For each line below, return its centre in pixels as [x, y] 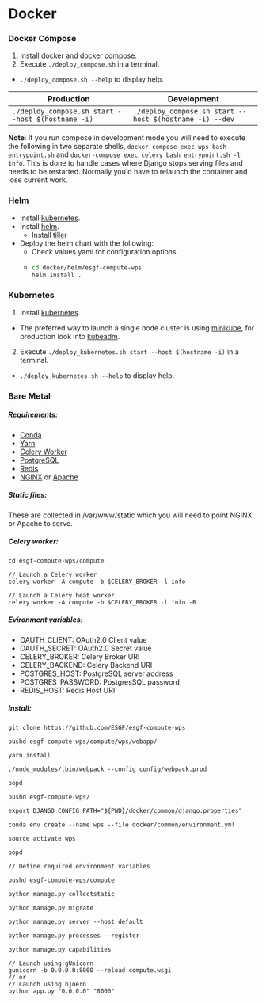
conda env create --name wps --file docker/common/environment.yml [122, 825]
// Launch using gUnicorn [51, 963]
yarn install [30, 755]
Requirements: [33, 415]
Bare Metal [30, 395]
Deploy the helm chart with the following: [87, 243]
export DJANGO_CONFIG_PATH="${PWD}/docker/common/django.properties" [125, 810]
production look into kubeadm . [70, 336]
